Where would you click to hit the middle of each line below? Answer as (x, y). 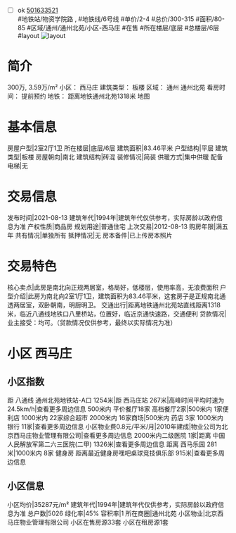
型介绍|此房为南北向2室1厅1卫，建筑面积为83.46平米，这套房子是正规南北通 (117, 296)
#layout (28, 36)
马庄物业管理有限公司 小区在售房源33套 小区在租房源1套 (88, 522)
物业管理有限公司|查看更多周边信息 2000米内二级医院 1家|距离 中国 (128, 435)
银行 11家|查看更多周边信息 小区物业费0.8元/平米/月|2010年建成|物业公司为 (115, 427)
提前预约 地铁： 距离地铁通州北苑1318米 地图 (85, 96)
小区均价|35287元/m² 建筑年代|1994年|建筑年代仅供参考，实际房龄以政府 (113, 504)
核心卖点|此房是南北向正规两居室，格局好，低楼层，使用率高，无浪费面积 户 (117, 287)
